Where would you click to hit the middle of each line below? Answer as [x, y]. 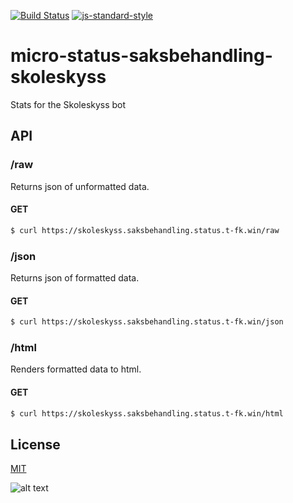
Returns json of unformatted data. [80, 186]
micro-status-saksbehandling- [141, 56]
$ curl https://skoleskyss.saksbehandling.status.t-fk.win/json [147, 322]
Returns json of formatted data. [75, 278]
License [35, 444]
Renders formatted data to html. [76, 369]
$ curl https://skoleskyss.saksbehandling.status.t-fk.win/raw [145, 230]
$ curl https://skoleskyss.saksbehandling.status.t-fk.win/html [147, 413]
